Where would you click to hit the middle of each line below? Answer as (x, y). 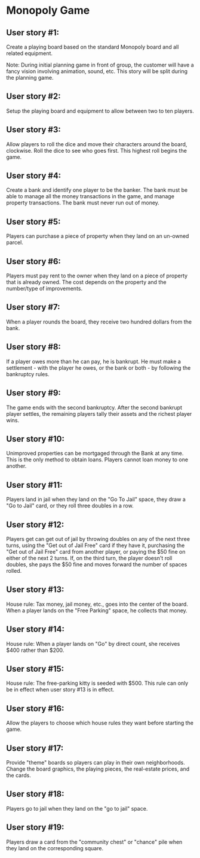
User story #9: (34, 393)
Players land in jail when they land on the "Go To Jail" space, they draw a (96, 499)
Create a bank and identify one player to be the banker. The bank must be (97, 190)
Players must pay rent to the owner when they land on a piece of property (97, 276)
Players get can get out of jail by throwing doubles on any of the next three (98, 539)
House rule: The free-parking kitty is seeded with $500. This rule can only (97, 683)
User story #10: (35, 439)
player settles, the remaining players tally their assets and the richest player (99, 413)
